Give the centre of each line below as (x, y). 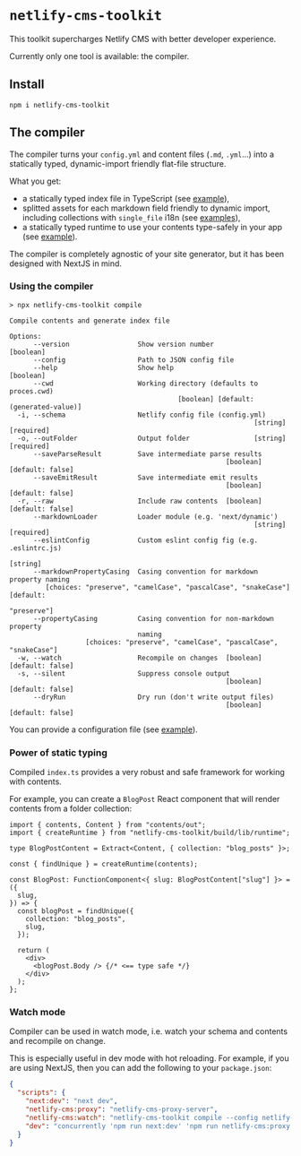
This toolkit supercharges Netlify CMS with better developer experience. (143, 39)
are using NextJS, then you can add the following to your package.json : (141, 1068)
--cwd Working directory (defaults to (145, 384)
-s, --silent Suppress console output (124, 673)
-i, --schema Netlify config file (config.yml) (142, 415)
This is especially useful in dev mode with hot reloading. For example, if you (149, 1058)
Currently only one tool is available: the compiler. (99, 56)
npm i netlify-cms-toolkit (60, 105)
